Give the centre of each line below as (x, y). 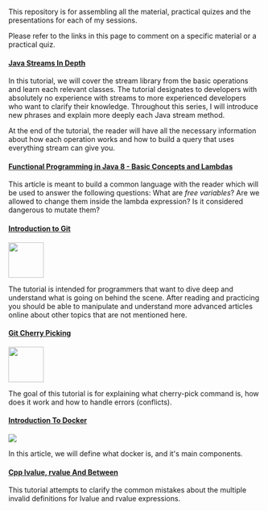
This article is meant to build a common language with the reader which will (134, 184)
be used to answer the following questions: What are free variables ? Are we (134, 193)
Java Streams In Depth (47, 63)
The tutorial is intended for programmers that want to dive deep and (121, 289)
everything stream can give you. (62, 148)
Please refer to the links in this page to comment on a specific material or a (132, 36)
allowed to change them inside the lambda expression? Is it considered (126, 202)
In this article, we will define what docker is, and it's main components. (126, 454)
